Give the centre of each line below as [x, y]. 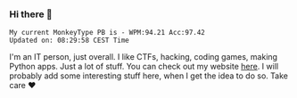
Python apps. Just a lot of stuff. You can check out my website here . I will [144, 67]
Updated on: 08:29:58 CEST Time [69, 41]
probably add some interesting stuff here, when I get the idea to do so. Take [148, 76]
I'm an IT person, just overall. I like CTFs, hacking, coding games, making [144, 57]
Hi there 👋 [31, 14]
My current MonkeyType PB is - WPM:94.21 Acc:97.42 [107, 33]
